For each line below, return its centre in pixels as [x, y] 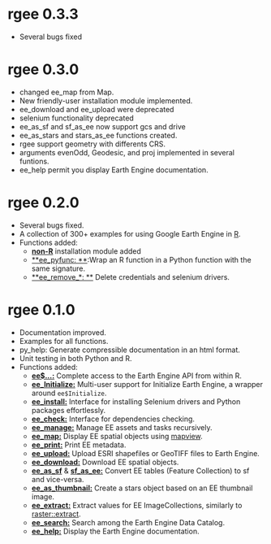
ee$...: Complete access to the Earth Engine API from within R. [137, 376]
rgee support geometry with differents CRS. [92, 144]
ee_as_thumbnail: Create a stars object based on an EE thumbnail [142, 488]
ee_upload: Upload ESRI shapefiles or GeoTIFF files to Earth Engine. [146, 453]
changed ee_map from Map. [67, 92]
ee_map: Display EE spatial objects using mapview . [117, 436]
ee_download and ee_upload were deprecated [97, 109]
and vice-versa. [58, 479]
